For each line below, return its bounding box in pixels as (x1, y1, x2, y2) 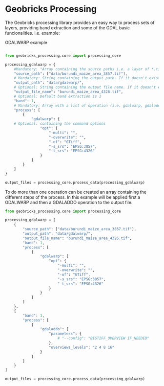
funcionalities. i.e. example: (5, 30, 60, 36)
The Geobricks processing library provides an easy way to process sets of (5, 20, 155, 25)
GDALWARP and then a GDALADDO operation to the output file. (5, 199, 133, 205)
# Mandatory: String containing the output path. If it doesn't (14, 76, 147, 81)
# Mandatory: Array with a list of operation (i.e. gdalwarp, (14, 103, 143, 108)
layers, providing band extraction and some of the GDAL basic (5, 24, 130, 30)
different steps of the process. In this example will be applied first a (5, 194, 141, 200)
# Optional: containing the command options (14, 121, 106, 126)
